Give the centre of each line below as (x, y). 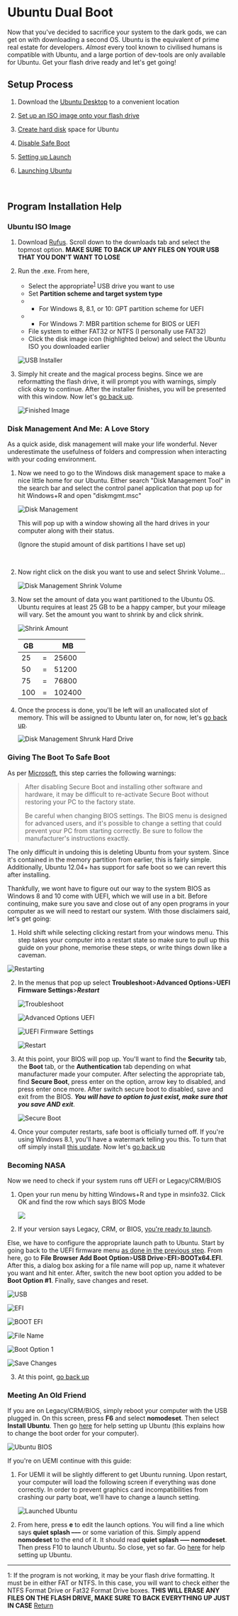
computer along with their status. (66, 531)
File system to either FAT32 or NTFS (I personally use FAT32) (117, 332)
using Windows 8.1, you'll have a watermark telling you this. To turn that (122, 1139)
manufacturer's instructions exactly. (77, 838)
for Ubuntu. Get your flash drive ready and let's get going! (92, 62)
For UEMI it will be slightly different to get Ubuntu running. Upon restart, (123, 1475)
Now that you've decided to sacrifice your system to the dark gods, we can (117, 32)
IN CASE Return (30, 1605)
